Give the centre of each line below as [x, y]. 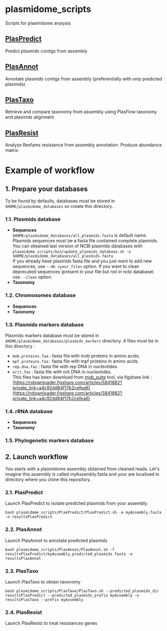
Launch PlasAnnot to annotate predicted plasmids [56, 540]
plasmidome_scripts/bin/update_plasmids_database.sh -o [72, 252]
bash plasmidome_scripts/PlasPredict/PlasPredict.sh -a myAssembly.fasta [83, 513]
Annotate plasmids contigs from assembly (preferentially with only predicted [83, 79]
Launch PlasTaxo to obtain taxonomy [43, 582]
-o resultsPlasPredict [29, 517]
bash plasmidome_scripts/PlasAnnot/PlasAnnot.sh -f [60, 549]
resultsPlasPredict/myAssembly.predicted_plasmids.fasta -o [69, 554]
